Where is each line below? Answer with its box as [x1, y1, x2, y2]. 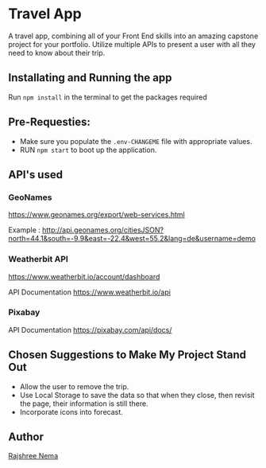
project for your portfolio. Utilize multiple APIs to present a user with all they [8, 39, 256, 49]
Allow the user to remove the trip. [19, 381, 129, 391]
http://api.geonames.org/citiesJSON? [42, 225, 164, 235]
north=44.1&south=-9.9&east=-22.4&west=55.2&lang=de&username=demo [8, 234, 256, 244]
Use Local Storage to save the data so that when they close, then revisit [19, 390, 256, 400]
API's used [8, 168, 64, 181]
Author [8, 431, 44, 444]
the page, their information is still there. [19, 399, 148, 408]
